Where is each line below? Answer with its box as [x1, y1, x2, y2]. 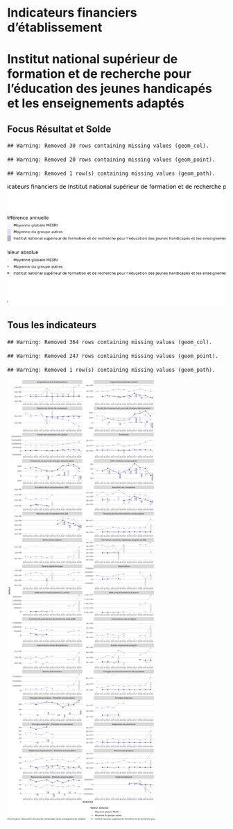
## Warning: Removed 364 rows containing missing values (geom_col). [7, 339, 213, 345]
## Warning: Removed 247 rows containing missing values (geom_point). [7, 352, 218, 359]
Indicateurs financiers [7, 5, 137, 21]
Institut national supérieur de [7, 51, 178, 67]
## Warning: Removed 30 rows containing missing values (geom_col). [7, 142, 209, 150]
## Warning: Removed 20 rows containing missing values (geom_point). [7, 156, 216, 164]
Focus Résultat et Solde [7, 123, 112, 135]
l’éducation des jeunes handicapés [7, 81, 213, 96]
